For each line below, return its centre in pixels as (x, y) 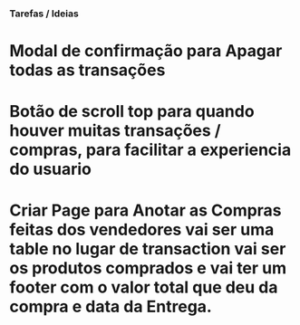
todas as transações (87, 70)
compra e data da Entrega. (111, 307)
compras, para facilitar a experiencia (150, 150)
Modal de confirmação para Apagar (146, 51)
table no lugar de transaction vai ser (148, 249)
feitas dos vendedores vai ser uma (142, 230)
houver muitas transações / (115, 131)
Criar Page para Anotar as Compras (146, 210)
